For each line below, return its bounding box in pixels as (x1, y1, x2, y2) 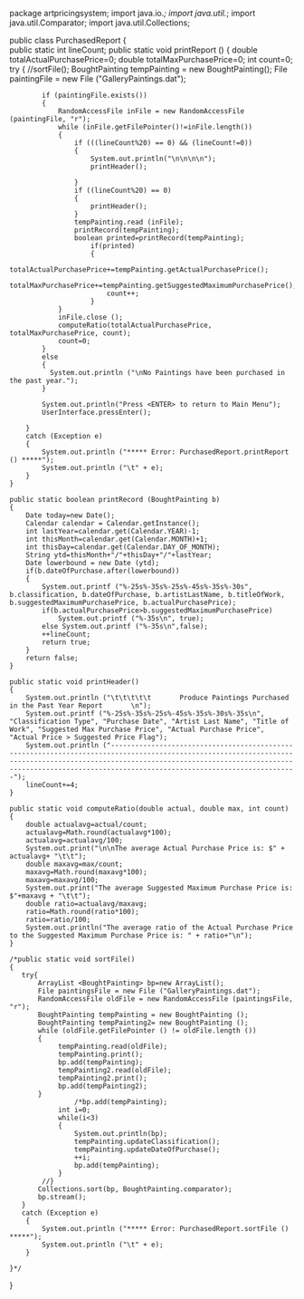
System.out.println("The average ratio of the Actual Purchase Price (25, 923, 294, 932)
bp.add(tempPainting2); (57, 1082, 147, 1091)
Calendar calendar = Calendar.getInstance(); (25, 519, 201, 528)
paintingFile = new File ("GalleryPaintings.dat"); (9, 73, 187, 84)
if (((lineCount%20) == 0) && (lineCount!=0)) (73, 139, 253, 148)
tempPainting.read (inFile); (73, 217, 184, 226)
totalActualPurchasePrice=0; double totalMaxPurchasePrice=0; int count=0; (9, 54, 293, 64)
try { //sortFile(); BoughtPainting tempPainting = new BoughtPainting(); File (9, 63, 288, 74)
